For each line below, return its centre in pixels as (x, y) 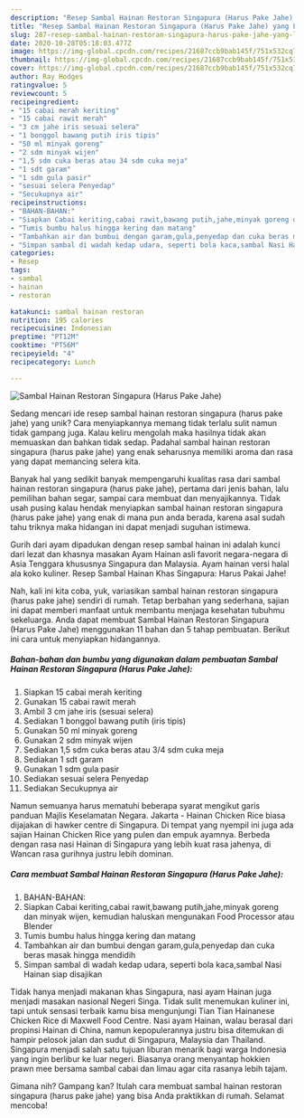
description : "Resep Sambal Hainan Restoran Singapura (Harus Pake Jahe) (152, 18)
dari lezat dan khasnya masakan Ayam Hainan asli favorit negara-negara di (149, 554)
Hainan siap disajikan (63, 974)
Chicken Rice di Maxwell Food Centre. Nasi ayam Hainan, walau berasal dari (152, 1020)
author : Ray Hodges (47, 77)
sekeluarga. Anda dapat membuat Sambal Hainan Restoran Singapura (140, 620)
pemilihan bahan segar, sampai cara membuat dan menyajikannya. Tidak (145, 497)
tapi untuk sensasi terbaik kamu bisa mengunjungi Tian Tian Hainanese (143, 1010)
